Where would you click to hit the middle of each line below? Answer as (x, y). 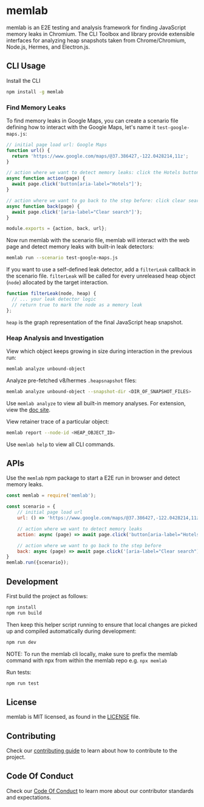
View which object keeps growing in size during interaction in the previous (99, 351)
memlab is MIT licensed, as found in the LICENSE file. (73, 717)
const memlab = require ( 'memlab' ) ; (51, 496)
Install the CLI (23, 80)
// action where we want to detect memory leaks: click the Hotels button (103, 173)
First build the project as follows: (47, 596)
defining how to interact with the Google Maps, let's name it (81, 127)
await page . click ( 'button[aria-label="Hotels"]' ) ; (77, 184)
